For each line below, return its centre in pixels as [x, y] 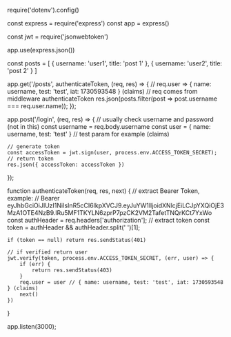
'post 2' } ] [22, 71]
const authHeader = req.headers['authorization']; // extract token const [109, 220]
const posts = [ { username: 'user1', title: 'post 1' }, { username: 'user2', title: [115, 63]
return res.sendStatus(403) [72, 270]
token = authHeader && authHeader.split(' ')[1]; [73, 227]
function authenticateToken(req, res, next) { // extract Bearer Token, [103, 191]
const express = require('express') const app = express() [88, 23]
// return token [30, 159]
